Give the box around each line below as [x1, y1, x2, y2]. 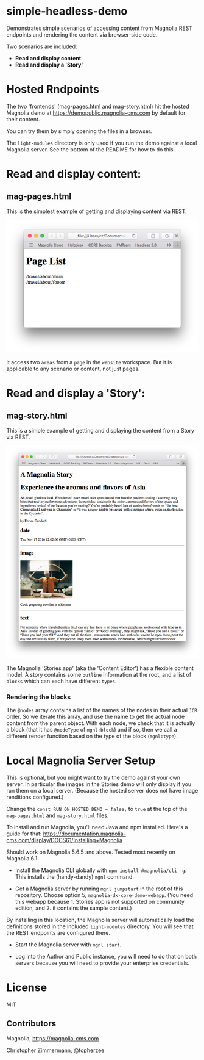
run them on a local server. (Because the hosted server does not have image [6, 787, 199, 795]
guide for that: [6, 830, 42, 837]
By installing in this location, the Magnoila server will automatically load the [6, 917, 194, 924]
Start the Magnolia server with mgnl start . [15, 941, 122, 948]
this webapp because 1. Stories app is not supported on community [15, 898, 185, 906]
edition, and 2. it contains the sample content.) [15, 904, 132, 912]
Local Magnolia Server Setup [6, 754, 156, 768]
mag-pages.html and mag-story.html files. [6, 812, 109, 819]
